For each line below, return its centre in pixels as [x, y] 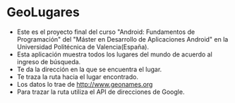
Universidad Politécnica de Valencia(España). [83, 47]
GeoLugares [43, 12]
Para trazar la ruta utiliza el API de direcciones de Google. [101, 92]
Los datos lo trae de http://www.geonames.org [85, 84]
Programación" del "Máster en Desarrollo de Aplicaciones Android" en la [122, 39]
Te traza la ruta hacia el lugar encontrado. [78, 77]
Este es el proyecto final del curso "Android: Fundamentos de [106, 32]
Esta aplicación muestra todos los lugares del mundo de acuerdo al [114, 54]
